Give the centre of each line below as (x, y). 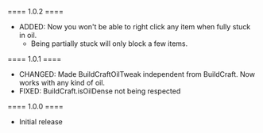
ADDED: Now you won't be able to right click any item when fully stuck (135, 27)
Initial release (41, 122)
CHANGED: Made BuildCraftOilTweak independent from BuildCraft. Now (137, 74)
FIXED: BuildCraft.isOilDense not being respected (100, 91)
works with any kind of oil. (62, 83)
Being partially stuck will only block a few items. (109, 44)
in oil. (28, 35)
